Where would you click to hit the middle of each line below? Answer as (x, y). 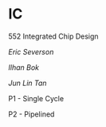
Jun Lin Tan (27, 83)
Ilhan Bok (24, 67)
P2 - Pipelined (31, 114)
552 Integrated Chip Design (53, 36)
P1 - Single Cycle (36, 98)
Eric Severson (31, 51)
